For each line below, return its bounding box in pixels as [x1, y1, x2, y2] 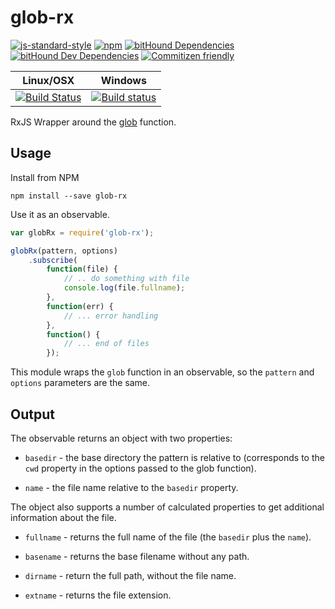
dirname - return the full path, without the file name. [24, 569, 237, 581]
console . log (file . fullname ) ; [63, 283, 186, 293]
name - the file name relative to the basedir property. [24, 481, 239, 493]
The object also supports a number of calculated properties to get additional [10, 501, 325, 513]
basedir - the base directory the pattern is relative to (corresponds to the [24, 451, 325, 463]
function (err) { [46, 301, 114, 311]
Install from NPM [10, 171, 80, 183]
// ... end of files [63, 339, 150, 349]
